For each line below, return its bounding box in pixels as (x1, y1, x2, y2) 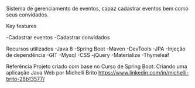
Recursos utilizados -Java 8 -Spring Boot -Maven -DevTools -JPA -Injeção (6, 45, 186, 52)
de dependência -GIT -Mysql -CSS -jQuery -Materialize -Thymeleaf (6, 52, 170, 58)
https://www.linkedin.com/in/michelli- (98, 69, 189, 76)
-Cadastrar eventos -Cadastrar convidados (6, 34, 110, 40)
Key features (6, 23, 37, 29)
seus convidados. (6, 11, 49, 18)
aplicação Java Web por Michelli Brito (6, 69, 98, 76)
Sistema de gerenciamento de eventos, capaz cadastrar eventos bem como (6, 5, 189, 12)
